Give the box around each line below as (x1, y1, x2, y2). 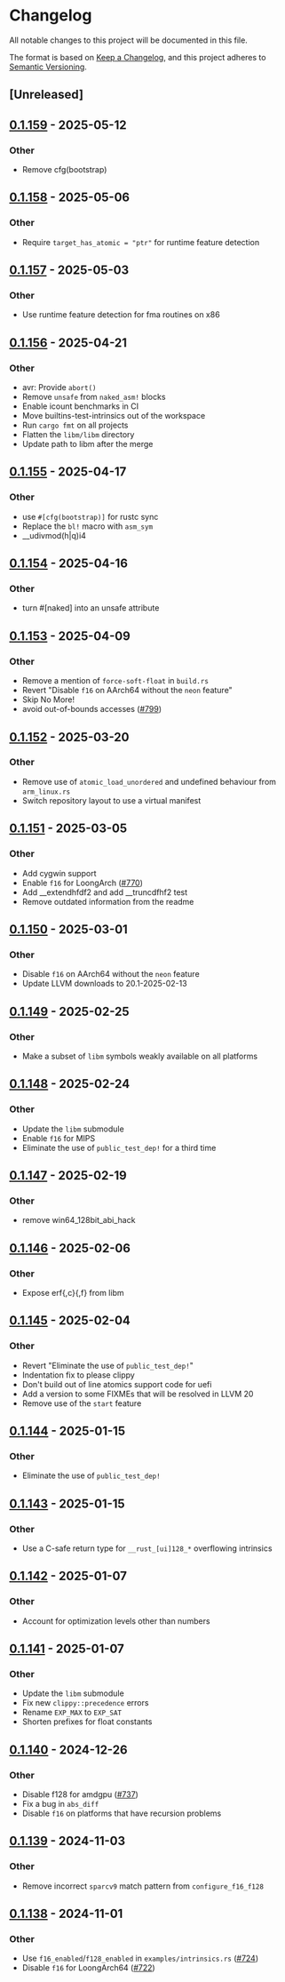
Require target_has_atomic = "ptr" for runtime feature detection (21, 236, 260, 247)
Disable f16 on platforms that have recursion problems (21, 1808, 222, 1818)
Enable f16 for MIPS (21, 1132, 96, 1143)
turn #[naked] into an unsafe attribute (21, 603, 160, 613)
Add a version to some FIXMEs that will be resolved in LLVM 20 (21, 1388, 254, 1399)
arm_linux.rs (21, 787, 71, 796)
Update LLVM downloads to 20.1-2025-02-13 (21, 979, 188, 989)
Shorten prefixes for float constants (21, 1716, 153, 1727)
